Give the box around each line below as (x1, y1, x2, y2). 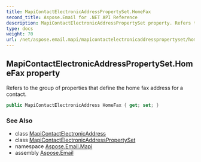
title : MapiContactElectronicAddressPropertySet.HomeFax (6, 8, 151, 15)
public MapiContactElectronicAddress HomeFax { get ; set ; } (6, 102, 160, 108)
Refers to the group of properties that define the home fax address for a (6, 84, 184, 91)
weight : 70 (6, 31, 33, 37)
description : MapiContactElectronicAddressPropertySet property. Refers (6, 20, 191, 26)
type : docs (6, 25, 33, 32)
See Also (6, 116, 33, 125)
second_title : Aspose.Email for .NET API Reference (6, 14, 138, 20)
